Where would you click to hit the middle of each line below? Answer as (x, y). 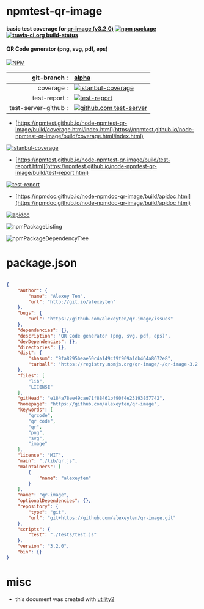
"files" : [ (31, 375)
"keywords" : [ (35, 410)
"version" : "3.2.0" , (43, 546)
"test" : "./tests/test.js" (63, 535)
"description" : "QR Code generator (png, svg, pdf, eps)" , (94, 336)
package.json (42, 263)
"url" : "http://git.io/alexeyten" (72, 302)
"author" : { (32, 290)
